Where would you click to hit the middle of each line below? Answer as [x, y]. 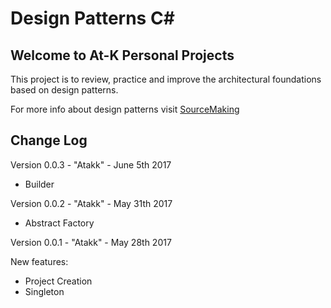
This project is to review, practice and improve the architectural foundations [166, 79]
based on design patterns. [64, 90]
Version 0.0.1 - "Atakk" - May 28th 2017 [91, 242]
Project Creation [58, 281]
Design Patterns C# [92, 18]
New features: [39, 261]
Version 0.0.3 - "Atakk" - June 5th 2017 [91, 164]
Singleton [44, 291]
